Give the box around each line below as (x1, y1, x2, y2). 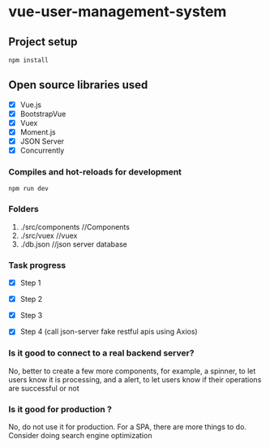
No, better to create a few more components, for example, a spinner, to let (8, 366, 256, 376)
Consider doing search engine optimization (8, 430, 152, 440)
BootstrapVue (19, 109, 66, 118)
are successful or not (8, 383, 79, 393)
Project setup (8, 35, 79, 49)
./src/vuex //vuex (19, 230, 78, 240)
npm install (8, 56, 49, 64)
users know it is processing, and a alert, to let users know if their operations (8, 374, 262, 384)
